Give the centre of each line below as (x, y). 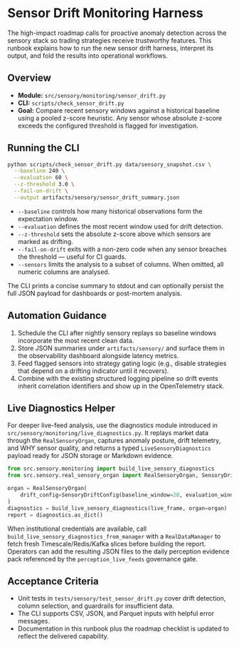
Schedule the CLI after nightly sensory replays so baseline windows (117, 332)
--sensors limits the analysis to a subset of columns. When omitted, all (121, 264)
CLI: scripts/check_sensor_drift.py (71, 103)
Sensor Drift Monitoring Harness (106, 13)
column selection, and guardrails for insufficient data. (96, 606)
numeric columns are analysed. (64, 272)
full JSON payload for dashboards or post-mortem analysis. (95, 293)
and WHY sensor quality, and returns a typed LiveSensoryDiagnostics (109, 448)
